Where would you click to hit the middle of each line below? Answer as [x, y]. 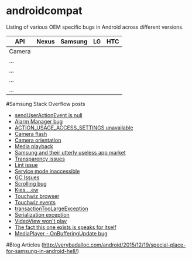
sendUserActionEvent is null [49, 115]
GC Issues [27, 177]
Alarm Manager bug [39, 121]
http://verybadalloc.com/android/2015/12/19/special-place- [114, 245]
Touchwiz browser [37, 196]
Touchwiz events [35, 202]
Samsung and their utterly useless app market [70, 152]
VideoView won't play [41, 221]
